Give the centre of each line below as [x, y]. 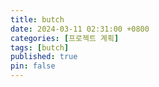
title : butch [37, 19]
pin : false [33, 66]
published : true [44, 57]
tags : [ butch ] [40, 47]
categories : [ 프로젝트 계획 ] [65, 38]
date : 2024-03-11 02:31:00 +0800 [80, 29]
